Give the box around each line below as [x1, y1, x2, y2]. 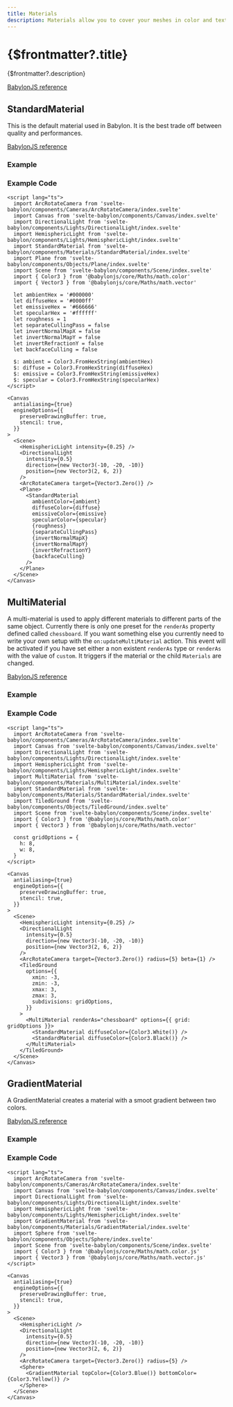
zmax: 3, [32, 992, 58, 999]
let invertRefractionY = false [13, 340, 104, 348]
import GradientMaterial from [13, 1217, 101, 1224]
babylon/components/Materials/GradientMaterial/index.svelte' [7, 1223, 191, 1230]
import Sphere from [13, 1230, 70, 1237]
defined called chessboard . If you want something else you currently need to [7, 630, 224, 638]
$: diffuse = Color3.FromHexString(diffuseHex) [13, 364, 154, 372]
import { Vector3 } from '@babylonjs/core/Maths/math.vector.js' [13, 1254, 207, 1261]
